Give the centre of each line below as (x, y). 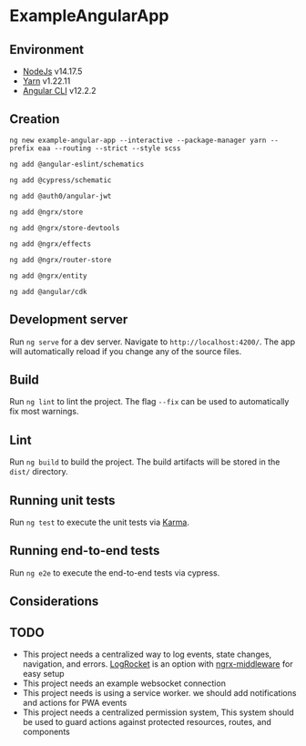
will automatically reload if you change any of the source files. (126, 351)
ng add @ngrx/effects (51, 244)
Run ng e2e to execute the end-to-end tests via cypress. (115, 572)
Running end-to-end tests (85, 551)
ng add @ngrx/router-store (61, 260)
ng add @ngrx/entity (49, 276)
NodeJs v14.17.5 (52, 71)
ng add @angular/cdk (49, 291)
